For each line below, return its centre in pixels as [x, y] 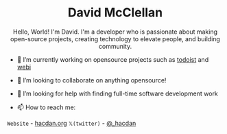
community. [115, 46]
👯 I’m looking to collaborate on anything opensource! [92, 80]
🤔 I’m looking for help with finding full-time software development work [117, 93]
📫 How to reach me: [46, 107]
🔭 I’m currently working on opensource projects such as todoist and [113, 59]
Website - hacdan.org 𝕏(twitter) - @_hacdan [72, 123]
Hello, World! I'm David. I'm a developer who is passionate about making [115, 32]
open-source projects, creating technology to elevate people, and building [115, 38]
